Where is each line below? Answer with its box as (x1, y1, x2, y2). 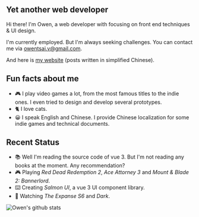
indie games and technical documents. (14, 120, 110, 127)
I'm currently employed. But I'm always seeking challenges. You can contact (6, 38, 193, 45)
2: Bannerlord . (14, 177, 50, 184)
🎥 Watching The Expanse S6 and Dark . (14, 193, 110, 200)
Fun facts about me (6, 74, 79, 84)
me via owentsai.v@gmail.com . (6, 45, 82, 52)
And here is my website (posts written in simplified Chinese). (6, 56, 154, 63)
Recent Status (6, 137, 59, 148)
